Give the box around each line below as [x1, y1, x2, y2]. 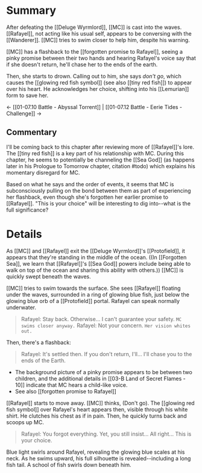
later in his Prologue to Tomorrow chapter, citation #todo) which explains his [6, 162, 196, 169]
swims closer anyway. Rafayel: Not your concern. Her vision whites [21, 322, 191, 329]
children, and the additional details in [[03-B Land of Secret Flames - [14, 375, 186, 382]
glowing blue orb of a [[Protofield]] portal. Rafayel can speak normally [6, 297, 180, 304]
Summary [6, 4, 56, 17]
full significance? [6, 206, 49, 213]
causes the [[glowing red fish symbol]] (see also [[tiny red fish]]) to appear [6, 79, 192, 86]
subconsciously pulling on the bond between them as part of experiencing [6, 187, 191, 194]
